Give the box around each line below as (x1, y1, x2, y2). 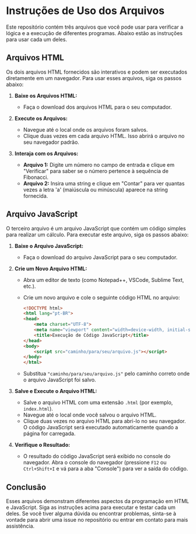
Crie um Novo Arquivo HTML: (14, 265, 87, 272)
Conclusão (6, 482, 47, 492)
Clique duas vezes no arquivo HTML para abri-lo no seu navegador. (23, 418, 186, 425)
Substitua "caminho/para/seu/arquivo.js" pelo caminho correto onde (23, 370, 190, 377)
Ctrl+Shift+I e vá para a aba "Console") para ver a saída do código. (23, 465, 188, 472)
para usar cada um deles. (6, 36, 67, 43)
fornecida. (23, 192, 48, 199)
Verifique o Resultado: (14, 442, 71, 449)
